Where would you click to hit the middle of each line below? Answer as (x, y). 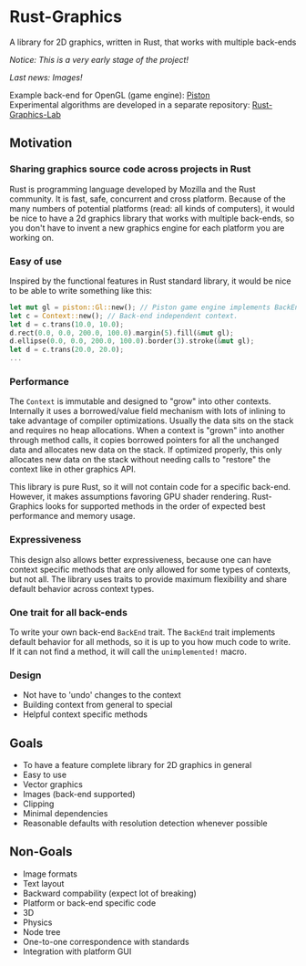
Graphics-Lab (35, 114)
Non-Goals (41, 852)
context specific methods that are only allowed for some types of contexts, (150, 569)
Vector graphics (53, 784)
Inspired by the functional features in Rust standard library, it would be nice (150, 281)
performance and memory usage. (72, 516)
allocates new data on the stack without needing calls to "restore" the (140, 460)
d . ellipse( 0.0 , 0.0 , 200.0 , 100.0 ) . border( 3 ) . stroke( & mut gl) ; (132, 341)
